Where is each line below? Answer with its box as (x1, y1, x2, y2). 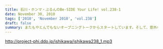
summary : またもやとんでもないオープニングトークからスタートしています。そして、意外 (5, 25, 157, 30)
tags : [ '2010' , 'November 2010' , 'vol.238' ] (5, 16, 97, 21)
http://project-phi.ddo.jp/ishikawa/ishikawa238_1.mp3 (5, 38, 113, 44)
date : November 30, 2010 (5, 12, 55, 16)
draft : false (5, 20, 32, 26)
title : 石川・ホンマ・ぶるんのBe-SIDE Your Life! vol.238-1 (5, 7, 121, 12)
